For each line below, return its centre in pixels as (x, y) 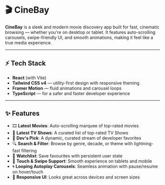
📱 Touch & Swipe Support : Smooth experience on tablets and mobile (82, 161)
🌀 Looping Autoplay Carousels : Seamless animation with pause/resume (85, 166)
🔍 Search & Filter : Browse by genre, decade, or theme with (73, 143)
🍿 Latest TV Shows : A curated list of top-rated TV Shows (70, 133)
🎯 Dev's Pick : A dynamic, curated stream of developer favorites (77, 138)
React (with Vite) (29, 78)
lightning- (144, 143)
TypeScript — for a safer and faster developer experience (71, 93)
